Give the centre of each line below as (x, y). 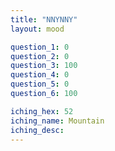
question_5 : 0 (40, 84)
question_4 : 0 (40, 75)
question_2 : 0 (40, 56)
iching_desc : (37, 130)
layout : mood (37, 29)
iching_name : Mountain (57, 121)
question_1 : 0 (40, 47)
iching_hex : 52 (42, 111)
